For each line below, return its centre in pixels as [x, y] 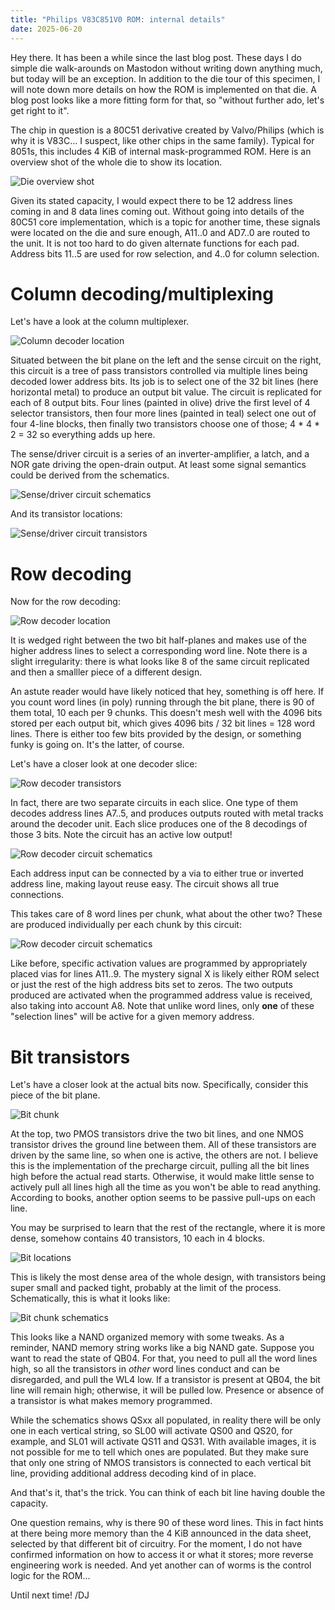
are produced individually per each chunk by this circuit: [126, 925]
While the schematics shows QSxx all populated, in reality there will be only [166, 1420]
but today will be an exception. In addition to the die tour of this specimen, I [165, 78]
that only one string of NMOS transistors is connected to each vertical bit [161, 1463]
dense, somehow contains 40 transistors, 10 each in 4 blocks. [138, 1238]
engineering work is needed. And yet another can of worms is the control [161, 1565]
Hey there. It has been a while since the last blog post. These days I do [156, 57]
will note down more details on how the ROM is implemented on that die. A [163, 89]
